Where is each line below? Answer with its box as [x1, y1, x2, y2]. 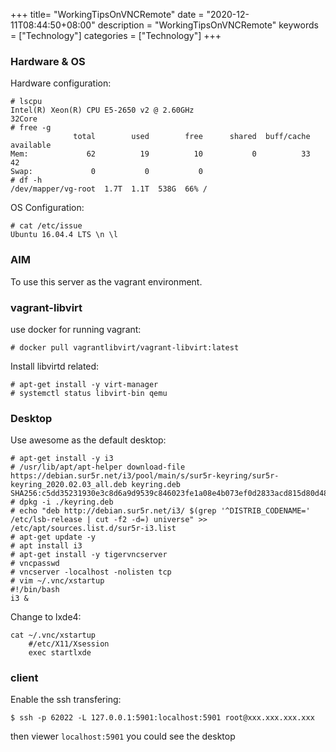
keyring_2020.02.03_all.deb [10, 480, 128, 490]
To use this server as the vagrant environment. [10, 275, 203, 288]
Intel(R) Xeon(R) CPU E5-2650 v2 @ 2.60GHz [10, 105, 195, 116]
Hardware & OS [10, 54, 86, 68]
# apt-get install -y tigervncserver [10, 550, 168, 560]
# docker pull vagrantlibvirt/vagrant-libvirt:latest [10, 342, 240, 353]
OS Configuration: [10, 202, 85, 214]
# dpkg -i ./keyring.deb [10, 497, 114, 508]
